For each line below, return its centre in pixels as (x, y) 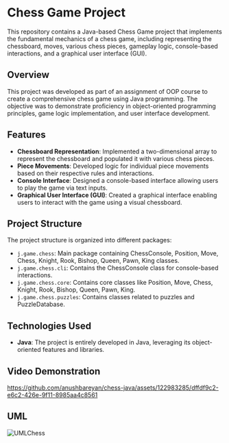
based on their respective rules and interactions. (85, 173)
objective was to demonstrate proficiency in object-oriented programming (111, 106)
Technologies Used (49, 326)
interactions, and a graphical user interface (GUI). (77, 53)
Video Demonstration (54, 371)
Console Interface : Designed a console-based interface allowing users (118, 180)
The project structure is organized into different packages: (89, 240)
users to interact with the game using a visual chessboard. (99, 202)
